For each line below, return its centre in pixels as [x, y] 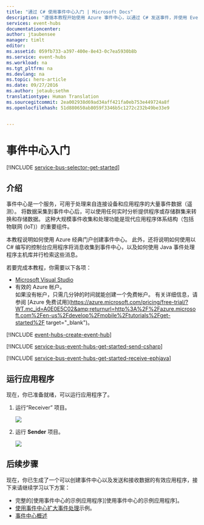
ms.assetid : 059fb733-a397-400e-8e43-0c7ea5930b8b [72, 52]
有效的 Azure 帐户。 [40, 287]
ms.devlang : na [25, 74]
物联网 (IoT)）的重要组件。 [39, 227]
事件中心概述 [31, 515]
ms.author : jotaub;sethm [38, 91]
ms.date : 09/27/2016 [32, 86]
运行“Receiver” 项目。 [42, 408]
